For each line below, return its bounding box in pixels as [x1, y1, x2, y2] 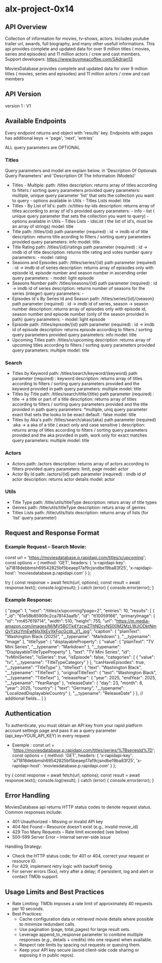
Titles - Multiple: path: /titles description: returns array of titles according [12, 182, 157, 188]
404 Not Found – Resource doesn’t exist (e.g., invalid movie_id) [12, 824, 138, 830]
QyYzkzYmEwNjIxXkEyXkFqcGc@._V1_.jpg [5, 628, 90, 634]
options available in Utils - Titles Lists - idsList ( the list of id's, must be [12, 218, 153, 224]
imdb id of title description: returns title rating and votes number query [12, 249, 152, 255]
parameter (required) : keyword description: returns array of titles [12, 375, 143, 382]
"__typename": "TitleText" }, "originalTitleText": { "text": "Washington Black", [5, 669, 157, 676]
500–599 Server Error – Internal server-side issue [12, 834, 111, 840]
